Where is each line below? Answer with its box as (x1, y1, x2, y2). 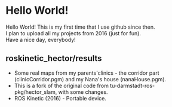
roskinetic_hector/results (5, 53, 102, 63)
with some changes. (58, 88, 108, 96)
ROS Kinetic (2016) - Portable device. (14, 94, 107, 102)
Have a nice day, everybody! (5, 36, 76, 43)
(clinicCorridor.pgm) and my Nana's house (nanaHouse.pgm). (14, 75, 167, 82)
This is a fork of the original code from (14, 82, 109, 89)
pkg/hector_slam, (14, 88, 57, 96)
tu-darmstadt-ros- (109, 82, 155, 89)
